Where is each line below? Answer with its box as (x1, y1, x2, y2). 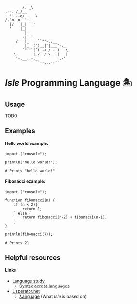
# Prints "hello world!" (5, 168, 55, 173)
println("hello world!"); (5, 160, 57, 165)
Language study (12, 278, 45, 284)
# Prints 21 (5, 240, 29, 245)
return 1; (22, 206, 42, 211)
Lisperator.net (12, 288, 40, 294)
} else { (14, 211, 31, 215)
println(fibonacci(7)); (5, 232, 53, 237)
